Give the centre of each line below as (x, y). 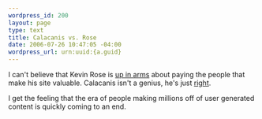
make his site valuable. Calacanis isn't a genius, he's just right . (110, 83)
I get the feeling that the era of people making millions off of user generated (131, 98)
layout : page (30, 23)
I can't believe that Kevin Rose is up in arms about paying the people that (127, 74)
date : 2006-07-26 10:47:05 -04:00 (65, 45)
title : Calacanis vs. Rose (52, 37)
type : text (26, 30)
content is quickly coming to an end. (67, 106)
